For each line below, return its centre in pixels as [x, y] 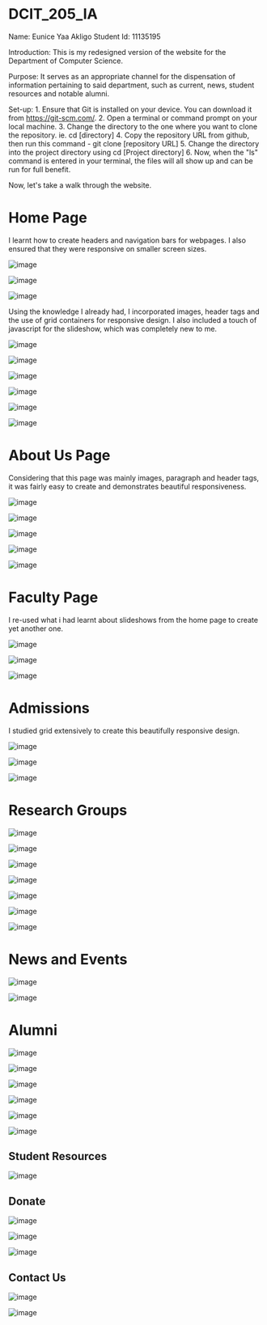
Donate [27, 1201]
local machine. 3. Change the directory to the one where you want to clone [133, 126]
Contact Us [37, 1278]
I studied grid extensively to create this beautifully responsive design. [124, 730]
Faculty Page [53, 597]
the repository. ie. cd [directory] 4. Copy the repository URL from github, [129, 135]
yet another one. [36, 629]
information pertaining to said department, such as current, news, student [131, 85]
